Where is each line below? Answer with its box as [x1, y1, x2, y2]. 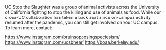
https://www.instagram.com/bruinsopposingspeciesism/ [5, 34, 120, 40]
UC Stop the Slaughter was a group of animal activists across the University [5, 4, 160, 10]
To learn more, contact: [5, 25, 53, 31]
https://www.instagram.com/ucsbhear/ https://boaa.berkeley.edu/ [5, 39, 139, 45]
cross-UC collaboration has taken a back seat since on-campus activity [5, 15, 151, 20]
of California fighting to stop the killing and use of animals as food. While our [5, 9, 161, 15]
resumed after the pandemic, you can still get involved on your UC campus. [5, 19, 159, 25]
